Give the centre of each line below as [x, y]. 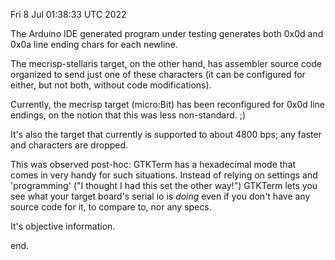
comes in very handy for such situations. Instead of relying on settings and [164, 175]
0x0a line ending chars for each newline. [94, 44]
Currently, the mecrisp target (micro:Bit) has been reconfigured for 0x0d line [168, 104]
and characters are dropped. [69, 145]
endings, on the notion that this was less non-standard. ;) [128, 115]
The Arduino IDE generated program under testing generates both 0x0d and [167, 33]
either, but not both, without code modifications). [111, 85]
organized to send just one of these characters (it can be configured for [158, 74]
